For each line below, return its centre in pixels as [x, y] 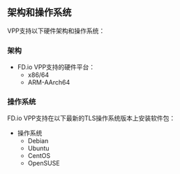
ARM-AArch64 [49, 82]
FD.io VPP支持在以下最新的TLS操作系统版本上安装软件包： [91, 118]
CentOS [39, 156]
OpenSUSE [44, 164]
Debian [38, 141]
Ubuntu [38, 148]
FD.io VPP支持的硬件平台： [56, 67]
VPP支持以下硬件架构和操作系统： [56, 31]
